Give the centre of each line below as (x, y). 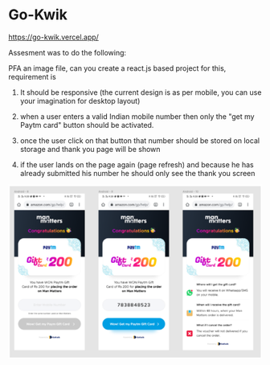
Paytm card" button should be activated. (87, 125)
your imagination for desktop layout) (80, 100)
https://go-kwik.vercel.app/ (53, 37)
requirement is (32, 76)
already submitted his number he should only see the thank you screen (137, 173)
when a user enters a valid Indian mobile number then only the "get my (137, 116)
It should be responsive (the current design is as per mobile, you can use (141, 92)
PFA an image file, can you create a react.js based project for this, (117, 68)
